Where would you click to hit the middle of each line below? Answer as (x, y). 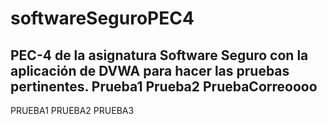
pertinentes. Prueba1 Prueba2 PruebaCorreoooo (164, 86)
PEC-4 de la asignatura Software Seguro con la (159, 55)
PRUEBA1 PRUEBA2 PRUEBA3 (72, 110)
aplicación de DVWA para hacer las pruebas (150, 70)
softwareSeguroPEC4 (102, 18)
